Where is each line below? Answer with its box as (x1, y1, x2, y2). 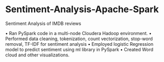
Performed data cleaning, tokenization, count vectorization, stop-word (5, 36, 153, 42)
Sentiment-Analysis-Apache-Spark (5, 4, 159, 15)
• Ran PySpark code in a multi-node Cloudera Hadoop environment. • (5, 30, 152, 36)
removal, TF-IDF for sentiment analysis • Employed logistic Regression (5, 41, 154, 47)
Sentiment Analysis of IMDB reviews (5, 20, 81, 26)
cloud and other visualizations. (5, 52, 70, 58)
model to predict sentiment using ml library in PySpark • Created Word (5, 46, 154, 52)
